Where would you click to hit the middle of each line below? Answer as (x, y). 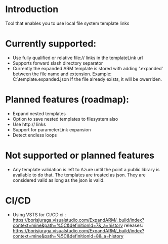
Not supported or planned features (80, 156)
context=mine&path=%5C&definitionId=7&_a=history (68, 225)
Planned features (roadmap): (67, 100)
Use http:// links (29, 124)
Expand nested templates (39, 113)
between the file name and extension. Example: (62, 74)
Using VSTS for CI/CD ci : (39, 214)
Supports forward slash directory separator (58, 63)
